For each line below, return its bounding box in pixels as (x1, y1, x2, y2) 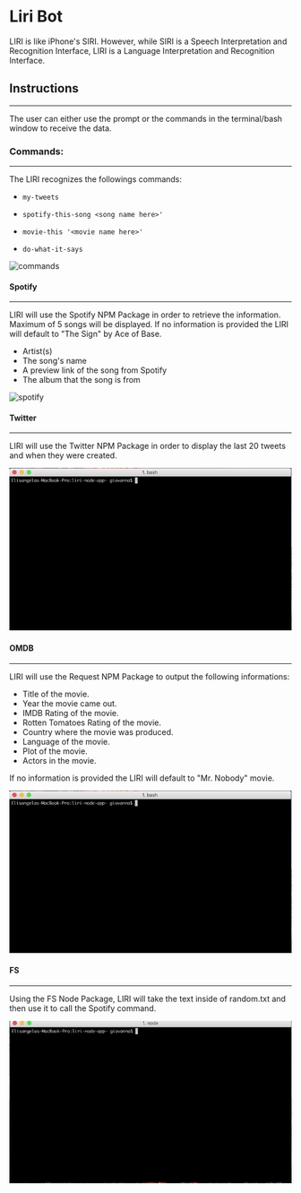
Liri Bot (9, 6, 64, 27)
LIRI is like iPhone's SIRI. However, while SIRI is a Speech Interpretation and (9, 36, 288, 47)
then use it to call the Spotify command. (9, 1002, 157, 1014)
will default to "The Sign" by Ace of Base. (9, 329, 162, 340)
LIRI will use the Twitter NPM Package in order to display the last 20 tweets (9, 441, 287, 452)
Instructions (9, 81, 79, 96)
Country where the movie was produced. (21, 726, 174, 737)
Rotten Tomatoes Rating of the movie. (21, 717, 162, 728)
